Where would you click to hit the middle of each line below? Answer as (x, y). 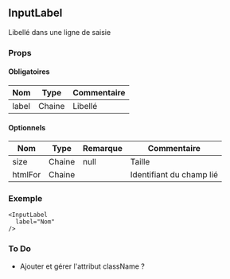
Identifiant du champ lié (174, 175)
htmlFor (27, 175)
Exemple (25, 199)
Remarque (103, 149)
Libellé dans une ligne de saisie (60, 32)
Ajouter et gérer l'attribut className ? (82, 266)
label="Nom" (35, 222)
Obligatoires (29, 72)
